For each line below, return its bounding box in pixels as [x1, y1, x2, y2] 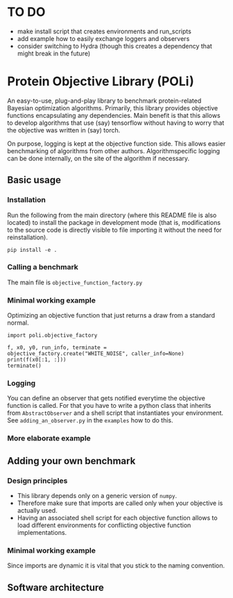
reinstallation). [7, 233, 49, 241]
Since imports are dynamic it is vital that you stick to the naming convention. [7, 561, 225, 570]
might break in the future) [17, 49, 91, 58]
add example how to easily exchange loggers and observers [17, 34, 190, 42]
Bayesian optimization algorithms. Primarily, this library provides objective [7, 103, 218, 112]
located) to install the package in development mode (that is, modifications [7, 218, 221, 226]
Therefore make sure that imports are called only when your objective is [17, 499, 223, 507]
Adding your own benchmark [7, 455, 136, 467]
